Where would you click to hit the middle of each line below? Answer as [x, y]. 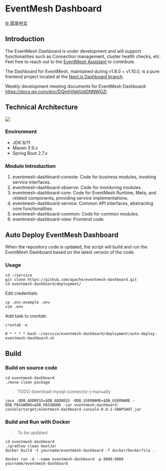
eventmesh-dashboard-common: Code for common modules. [76, 214]
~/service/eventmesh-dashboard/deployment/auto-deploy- [98, 334]
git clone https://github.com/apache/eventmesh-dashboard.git [71, 280]
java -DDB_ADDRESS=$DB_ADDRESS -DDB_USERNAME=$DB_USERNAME [68, 401]
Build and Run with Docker [38, 422]
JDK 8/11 [21, 142]
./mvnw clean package [28, 382]
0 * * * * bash [21, 334]
